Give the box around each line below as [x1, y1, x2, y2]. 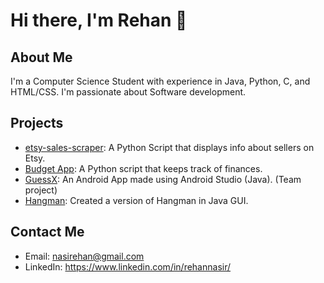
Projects [10, 115, 64, 132]
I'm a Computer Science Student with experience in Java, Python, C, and [10, 75, 311, 87]
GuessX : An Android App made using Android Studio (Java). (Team [24, 173, 302, 185]
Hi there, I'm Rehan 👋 [10, 9, 188, 32]
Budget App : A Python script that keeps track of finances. [24, 162, 263, 174]
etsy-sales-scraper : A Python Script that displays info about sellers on [24, 141, 315, 153]
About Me [10, 49, 73, 66]
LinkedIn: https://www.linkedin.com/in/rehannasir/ [24, 260, 232, 273]
